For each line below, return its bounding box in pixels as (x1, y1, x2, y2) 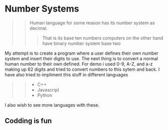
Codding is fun (5, 117, 52, 125)
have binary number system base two (42, 40, 121, 46)
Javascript (37, 86, 60, 93)
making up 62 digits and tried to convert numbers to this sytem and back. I (5, 66, 160, 72)
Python (37, 92, 52, 98)
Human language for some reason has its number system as (29, 20, 155, 26)
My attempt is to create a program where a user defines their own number (5, 50, 159, 56)
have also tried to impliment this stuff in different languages (5, 71, 128, 77)
